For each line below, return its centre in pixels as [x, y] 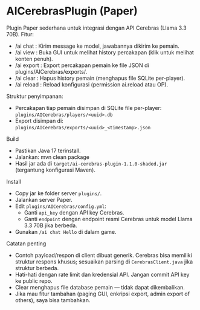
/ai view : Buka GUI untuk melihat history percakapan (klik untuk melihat [105, 52]
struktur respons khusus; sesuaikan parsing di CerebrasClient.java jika [104, 262]
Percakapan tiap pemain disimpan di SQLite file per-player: [88, 108]
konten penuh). [34, 59]
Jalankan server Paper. [44, 199]
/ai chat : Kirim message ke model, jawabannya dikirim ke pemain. [97, 46]
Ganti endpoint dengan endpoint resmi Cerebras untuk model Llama [108, 219]
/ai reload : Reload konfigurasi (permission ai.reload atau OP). [91, 84]
